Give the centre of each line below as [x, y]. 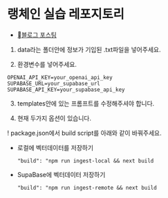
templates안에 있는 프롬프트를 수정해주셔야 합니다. [86, 103]
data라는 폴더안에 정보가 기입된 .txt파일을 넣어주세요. [89, 49]
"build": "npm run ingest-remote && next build [87, 188]
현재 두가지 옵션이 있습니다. [54, 118]
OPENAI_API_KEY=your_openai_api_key [60, 77]
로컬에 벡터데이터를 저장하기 [55, 147]
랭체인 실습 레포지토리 [66, 14]
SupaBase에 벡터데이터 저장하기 [61, 174]
